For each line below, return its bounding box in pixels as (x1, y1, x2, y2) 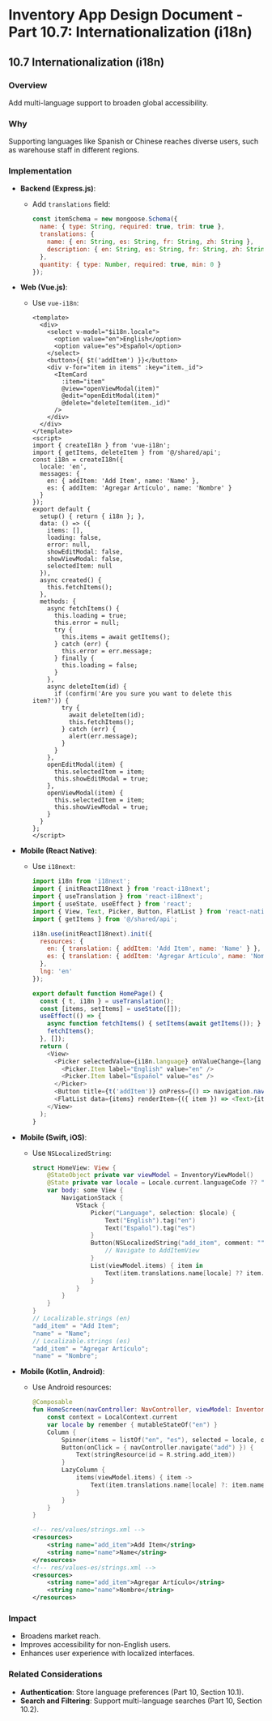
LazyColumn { (61, 1466, 105, 1475)
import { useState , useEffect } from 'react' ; (32, 900, 193, 909)
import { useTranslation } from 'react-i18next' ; (32, 893, 204, 901)
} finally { (53, 654, 95, 662)
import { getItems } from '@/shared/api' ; (32, 914, 178, 923)
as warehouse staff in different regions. (8, 145, 140, 155)
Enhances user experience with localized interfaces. (19, 1648, 195, 1659)
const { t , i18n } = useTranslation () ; (39, 997, 174, 1005)
